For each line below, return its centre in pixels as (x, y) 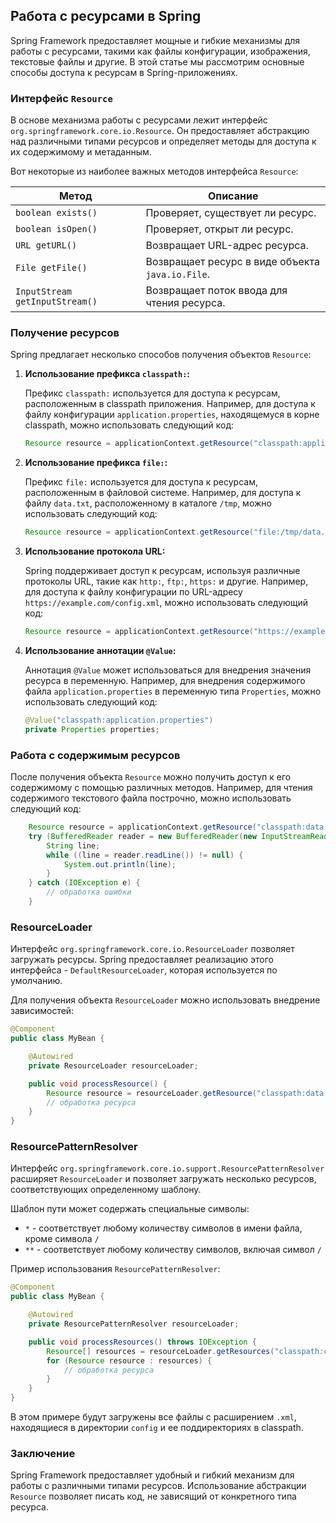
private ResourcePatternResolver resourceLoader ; (134, 1324)
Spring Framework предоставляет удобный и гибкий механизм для (152, 1475)
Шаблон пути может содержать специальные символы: (130, 1209)
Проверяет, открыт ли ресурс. (219, 229)
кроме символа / (62, 1239)
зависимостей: (42, 1011)
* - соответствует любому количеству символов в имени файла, (163, 1228)
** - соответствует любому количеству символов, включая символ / (173, 1250)
